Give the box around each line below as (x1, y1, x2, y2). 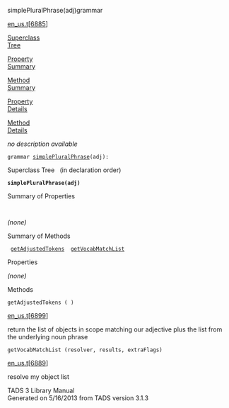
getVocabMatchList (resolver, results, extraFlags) (7, 346, 163, 353)
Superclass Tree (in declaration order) (7, 166, 122, 174)
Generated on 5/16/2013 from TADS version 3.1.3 (7, 394, 149, 402)
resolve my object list (7, 373, 69, 381)
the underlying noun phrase (7, 333, 88, 341)
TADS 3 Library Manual (7, 386, 75, 395)
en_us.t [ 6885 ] (7, 20, 48, 28)
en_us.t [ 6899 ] (7, 312, 49, 319)
